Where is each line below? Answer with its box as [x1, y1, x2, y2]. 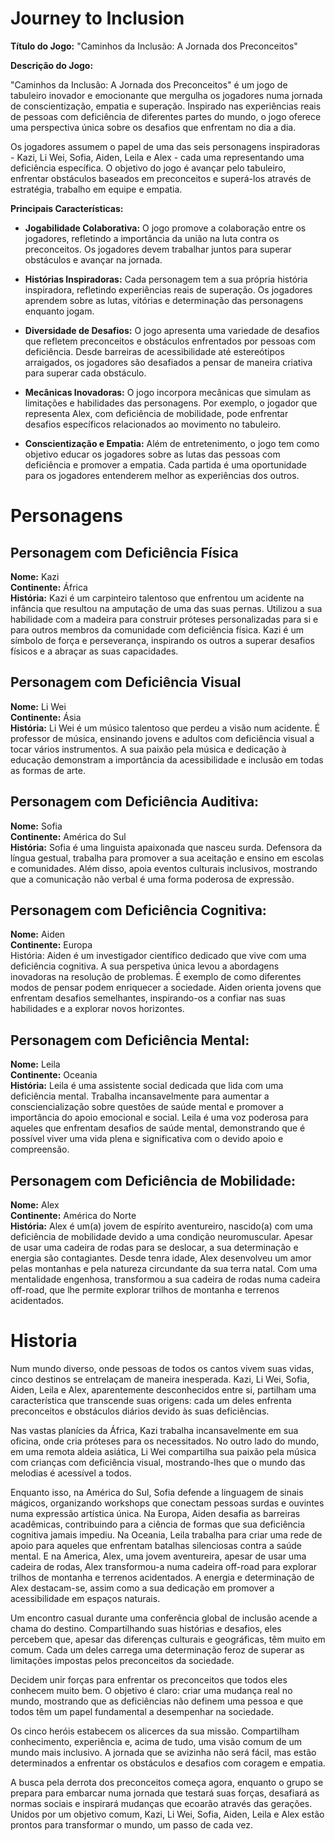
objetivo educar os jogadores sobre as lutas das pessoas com [24, 448, 281, 460]
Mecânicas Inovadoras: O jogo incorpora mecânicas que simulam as [24, 386, 312, 398]
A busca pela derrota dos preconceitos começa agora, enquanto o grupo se [10, 1776, 324, 1788]
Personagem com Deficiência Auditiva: [10, 793, 260, 811]
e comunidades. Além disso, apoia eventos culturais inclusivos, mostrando [10, 862, 318, 874]
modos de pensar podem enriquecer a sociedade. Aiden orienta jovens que [10, 982, 322, 994]
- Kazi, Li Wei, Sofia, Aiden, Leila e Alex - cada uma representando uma [10, 151, 305, 163]
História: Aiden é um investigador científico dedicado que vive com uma [10, 950, 307, 962]
